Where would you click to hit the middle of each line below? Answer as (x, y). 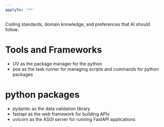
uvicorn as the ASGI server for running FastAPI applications (74, 119)
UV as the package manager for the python (57, 64)
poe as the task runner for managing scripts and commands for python (86, 69)
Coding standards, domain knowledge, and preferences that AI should (78, 24)
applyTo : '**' (20, 10)
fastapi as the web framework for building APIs (61, 114)
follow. (12, 29)
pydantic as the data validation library (51, 108)
